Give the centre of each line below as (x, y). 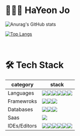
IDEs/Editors (22, 125)
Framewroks (22, 101)
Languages (21, 93)
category (22, 84)
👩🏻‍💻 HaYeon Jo (38, 10)
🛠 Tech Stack (34, 65)
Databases (20, 109)
